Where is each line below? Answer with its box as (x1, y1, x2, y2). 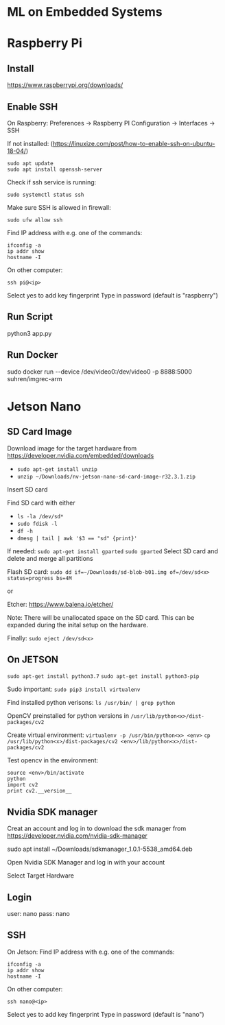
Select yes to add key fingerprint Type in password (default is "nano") (7, 1010, 204, 1018)
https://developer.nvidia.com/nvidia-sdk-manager (7, 832, 147, 840)
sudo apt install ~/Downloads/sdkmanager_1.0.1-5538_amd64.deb (7, 845, 193, 854)
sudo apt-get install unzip (16, 466, 97, 473)
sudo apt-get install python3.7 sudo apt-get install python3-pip (7, 673, 200, 680)
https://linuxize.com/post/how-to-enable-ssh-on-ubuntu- (52, 140, 215, 147)
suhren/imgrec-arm (7, 374, 62, 383)
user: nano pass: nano (7, 910, 70, 918)
